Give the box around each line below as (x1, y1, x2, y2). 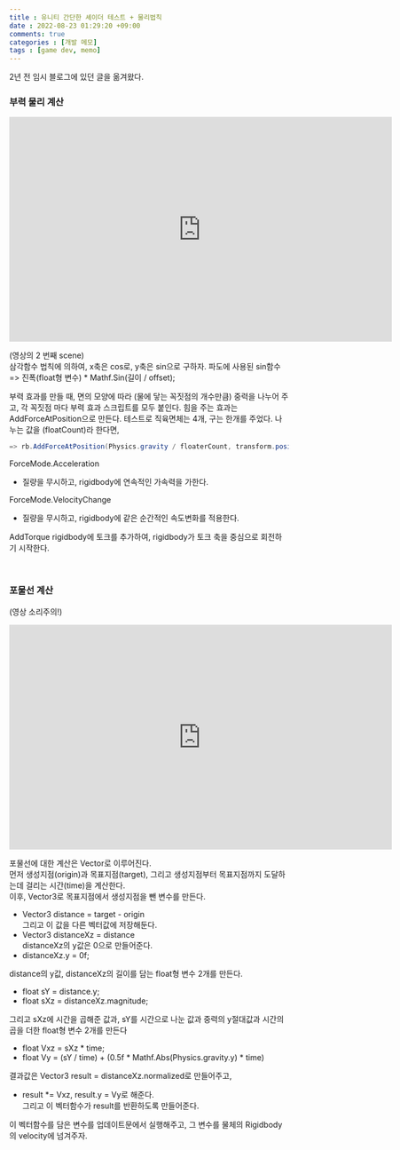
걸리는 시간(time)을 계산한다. (25, 880, 126, 891)
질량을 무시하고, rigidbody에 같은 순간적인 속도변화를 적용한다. (21, 512, 239, 524)
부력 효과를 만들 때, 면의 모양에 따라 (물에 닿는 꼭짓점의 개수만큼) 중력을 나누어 (9, 392, 279, 402)
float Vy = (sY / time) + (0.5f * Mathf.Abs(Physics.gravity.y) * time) (21, 1051, 264, 1062)
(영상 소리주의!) (9, 606, 63, 617)
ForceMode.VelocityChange (9, 495, 112, 505)
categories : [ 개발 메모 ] (9, 37, 98, 47)
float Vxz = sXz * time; (21, 1043, 105, 1053)
